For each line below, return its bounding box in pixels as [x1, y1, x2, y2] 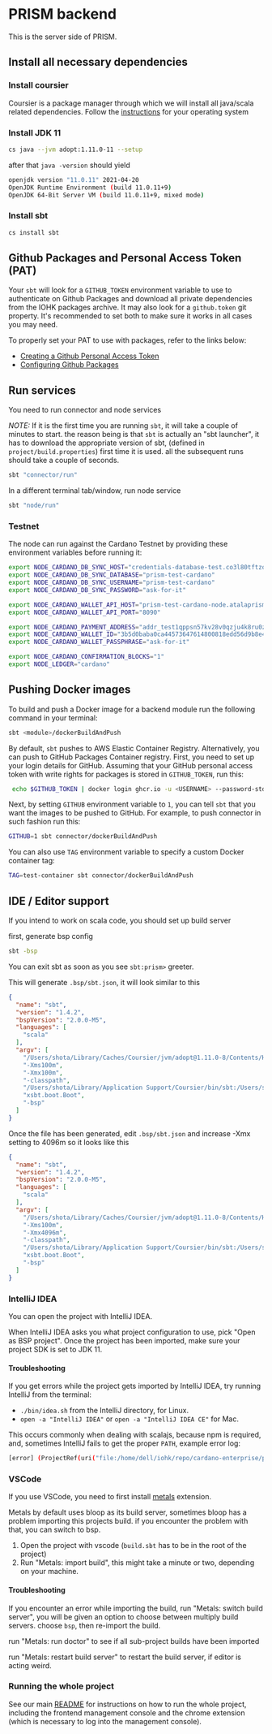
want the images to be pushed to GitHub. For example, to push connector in [8, 808, 261, 818]
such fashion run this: [8, 817, 81, 827]
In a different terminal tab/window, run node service [8, 486, 181, 495]
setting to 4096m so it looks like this [8, 1137, 130, 1147]
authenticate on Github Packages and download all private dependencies [8, 294, 253, 304]
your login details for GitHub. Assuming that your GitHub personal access [8, 760, 253, 770]
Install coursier [8, 80, 69, 91]
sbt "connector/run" [8, 471, 79, 479]
